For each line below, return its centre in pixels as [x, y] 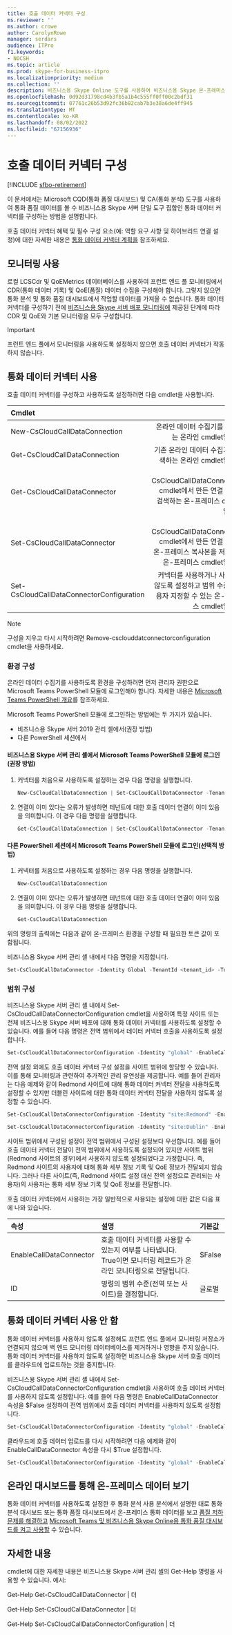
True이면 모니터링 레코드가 [142, 1260]
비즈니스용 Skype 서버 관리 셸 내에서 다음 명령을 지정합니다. [88, 957]
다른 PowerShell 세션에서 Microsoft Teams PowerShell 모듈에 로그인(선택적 [112, 845]
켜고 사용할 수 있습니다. [51, 1529]
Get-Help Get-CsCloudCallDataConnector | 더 [72, 1595]
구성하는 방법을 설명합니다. [61, 216]
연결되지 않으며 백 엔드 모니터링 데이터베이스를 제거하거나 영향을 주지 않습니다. [113, 1347]
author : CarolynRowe [37, 33]
